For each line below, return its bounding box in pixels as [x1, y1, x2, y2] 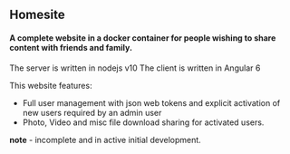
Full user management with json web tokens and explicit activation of [22, 97, 281, 108]
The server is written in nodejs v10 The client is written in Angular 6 [9, 63, 261, 73]
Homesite [9, 7, 65, 23]
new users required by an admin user [22, 107, 162, 118]
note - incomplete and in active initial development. [9, 134, 201, 145]
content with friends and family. [9, 42, 133, 53]
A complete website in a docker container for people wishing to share [9, 32, 276, 43]
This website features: [9, 80, 92, 91]
